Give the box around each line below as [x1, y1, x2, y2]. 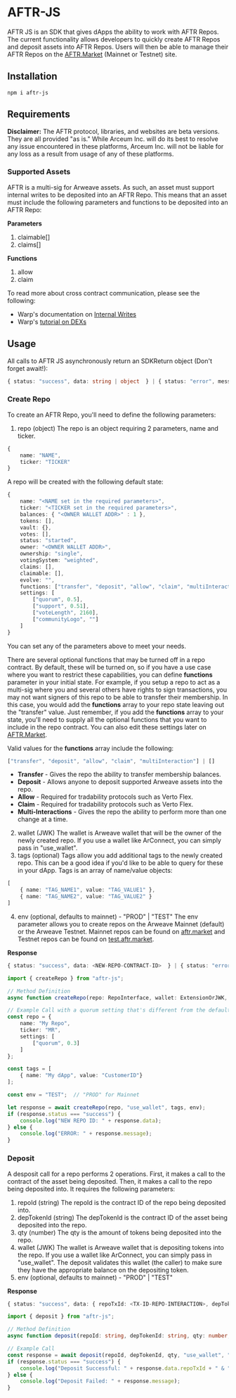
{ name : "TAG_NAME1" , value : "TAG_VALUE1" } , [20, 886, 156, 894]
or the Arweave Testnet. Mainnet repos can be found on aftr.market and [17, 927, 225, 936]
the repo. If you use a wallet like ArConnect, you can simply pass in [17, 1251, 212, 1259]
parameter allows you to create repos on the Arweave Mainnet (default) [17, 919, 225, 928]
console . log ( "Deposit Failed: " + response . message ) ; [20, 1378, 181, 1385]
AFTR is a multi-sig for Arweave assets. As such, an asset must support [7, 183, 215, 191]
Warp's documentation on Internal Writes [17, 309, 137, 318]
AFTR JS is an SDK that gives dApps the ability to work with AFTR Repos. [7, 27, 219, 36]
